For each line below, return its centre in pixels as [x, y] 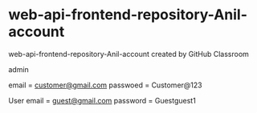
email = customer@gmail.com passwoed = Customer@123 [105, 85]
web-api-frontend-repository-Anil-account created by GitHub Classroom [128, 54]
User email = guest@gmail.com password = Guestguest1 [102, 100]
